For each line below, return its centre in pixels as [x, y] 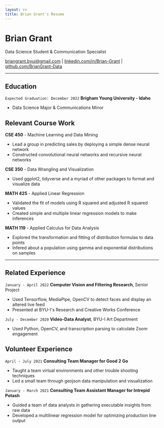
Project [12, 290]
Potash [12, 395]
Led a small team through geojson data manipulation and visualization [82, 381]
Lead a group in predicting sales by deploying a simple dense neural [81, 144]
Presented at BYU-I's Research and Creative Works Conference [76, 310]
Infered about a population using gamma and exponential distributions [82, 248]
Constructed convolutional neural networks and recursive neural [77, 155]
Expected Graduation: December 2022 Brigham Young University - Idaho [78, 98]
